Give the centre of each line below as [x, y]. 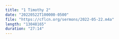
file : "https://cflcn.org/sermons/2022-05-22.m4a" [60, 19]
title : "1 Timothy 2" [28, 10]
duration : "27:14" [25, 29]
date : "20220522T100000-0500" [37, 15]
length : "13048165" [26, 24]
